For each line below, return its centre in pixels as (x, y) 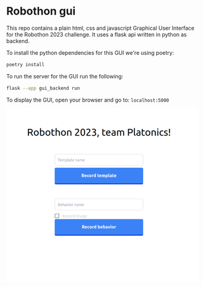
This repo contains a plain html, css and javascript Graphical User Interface (100, 28)
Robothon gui (41, 11)
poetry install (26, 64)
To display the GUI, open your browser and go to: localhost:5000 (88, 100)
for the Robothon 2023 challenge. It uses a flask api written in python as (97, 34)
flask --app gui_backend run (43, 88)
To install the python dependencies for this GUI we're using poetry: (90, 52)
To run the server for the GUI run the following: (65, 76)
